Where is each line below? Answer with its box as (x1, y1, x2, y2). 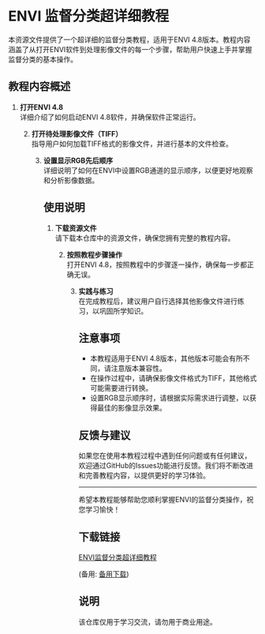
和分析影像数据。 (43, 175, 99, 185)
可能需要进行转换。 (90, 384, 153, 393)
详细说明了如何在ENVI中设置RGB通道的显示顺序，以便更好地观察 (43, 165, 254, 174)
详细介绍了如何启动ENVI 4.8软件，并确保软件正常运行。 (19, 112, 201, 122)
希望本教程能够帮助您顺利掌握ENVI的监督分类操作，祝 (78, 495, 254, 505)
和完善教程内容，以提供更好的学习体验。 (78, 471, 211, 480)
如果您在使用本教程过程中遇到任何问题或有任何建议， (78, 451, 252, 460)
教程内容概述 (8, 80, 71, 93)
